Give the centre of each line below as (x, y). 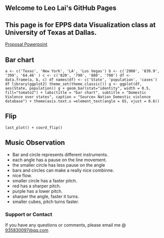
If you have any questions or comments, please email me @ (66, 225)
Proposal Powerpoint (26, 44)
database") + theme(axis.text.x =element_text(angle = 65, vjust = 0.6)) (82, 101)
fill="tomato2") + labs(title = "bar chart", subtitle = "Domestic (76, 93)
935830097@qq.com (27, 230)
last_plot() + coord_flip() (34, 127)
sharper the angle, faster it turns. (46, 196)
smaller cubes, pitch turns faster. (46, 202)
